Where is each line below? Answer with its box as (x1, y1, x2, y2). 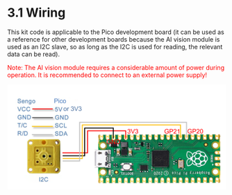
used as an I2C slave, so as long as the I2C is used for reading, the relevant (7, 42, 223, 51)
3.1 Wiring (7, 5, 66, 21)
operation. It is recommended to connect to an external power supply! (7, 71, 207, 79)
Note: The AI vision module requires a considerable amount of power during (7, 63, 224, 71)
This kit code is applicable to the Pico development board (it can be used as (7, 28, 224, 36)
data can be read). (7, 50, 60, 58)
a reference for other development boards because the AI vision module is (7, 35, 220, 43)
